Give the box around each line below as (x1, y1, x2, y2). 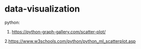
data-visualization (4, 3, 80, 15)
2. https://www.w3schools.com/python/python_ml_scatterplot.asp (4, 38, 136, 44)
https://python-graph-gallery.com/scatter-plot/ (11, 29, 106, 34)
